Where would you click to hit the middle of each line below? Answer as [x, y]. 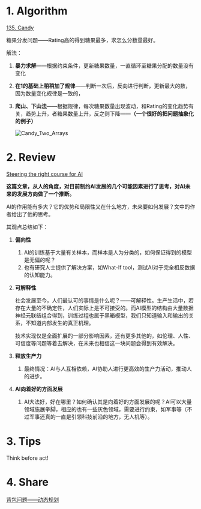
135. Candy [20, 28]
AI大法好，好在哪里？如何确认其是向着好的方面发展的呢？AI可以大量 [108, 402]
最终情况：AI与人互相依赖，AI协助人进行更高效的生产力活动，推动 [105, 369]
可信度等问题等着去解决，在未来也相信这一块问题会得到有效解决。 [96, 343]
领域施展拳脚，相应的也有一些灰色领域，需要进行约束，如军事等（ [105, 409]
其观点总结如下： [27, 227]
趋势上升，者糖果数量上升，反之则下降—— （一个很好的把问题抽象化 [109, 113]
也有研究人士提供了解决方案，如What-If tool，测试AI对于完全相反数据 [109, 267]
